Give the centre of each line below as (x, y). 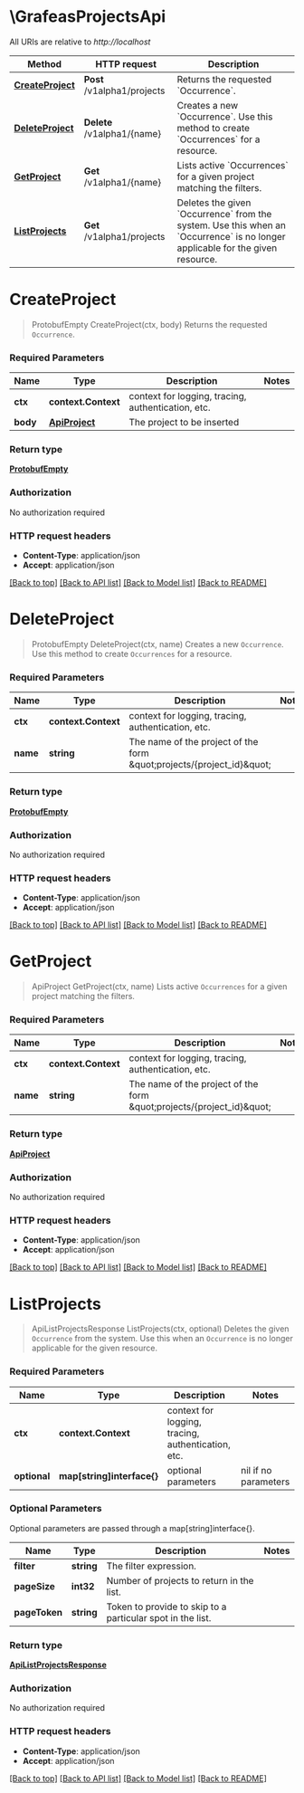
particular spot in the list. (159, 1617)
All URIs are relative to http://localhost (80, 42)
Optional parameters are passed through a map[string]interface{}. (132, 1528)
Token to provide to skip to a (166, 1607)
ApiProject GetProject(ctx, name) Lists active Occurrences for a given (159, 987)
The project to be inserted (184, 423)
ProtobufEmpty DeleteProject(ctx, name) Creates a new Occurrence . (157, 644)
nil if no (256, 1470)
